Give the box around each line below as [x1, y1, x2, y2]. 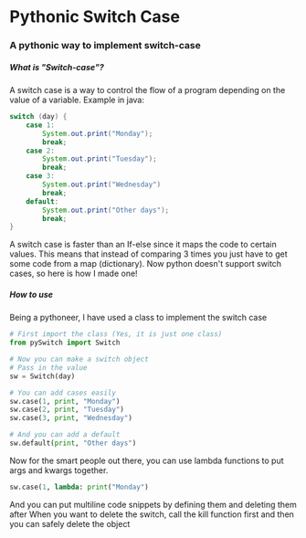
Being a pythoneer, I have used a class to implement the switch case [9, 312, 268, 323]
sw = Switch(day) [9, 372, 76, 381]
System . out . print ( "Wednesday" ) [42, 180, 162, 189]
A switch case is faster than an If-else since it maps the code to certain [9, 239, 277, 250]
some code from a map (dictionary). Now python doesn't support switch [9, 258, 281, 269]
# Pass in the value [9, 363, 89, 372]
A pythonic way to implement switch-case [9, 39, 201, 52]
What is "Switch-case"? [9, 61, 104, 72]
